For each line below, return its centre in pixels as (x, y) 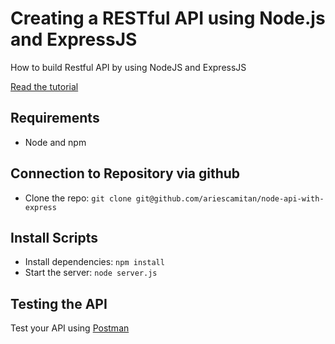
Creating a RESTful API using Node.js (168, 18)
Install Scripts (54, 237)
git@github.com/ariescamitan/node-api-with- (230, 198)
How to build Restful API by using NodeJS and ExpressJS (128, 67)
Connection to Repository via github (125, 173)
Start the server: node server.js (91, 273)
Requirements (55, 118)
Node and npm (55, 142)
